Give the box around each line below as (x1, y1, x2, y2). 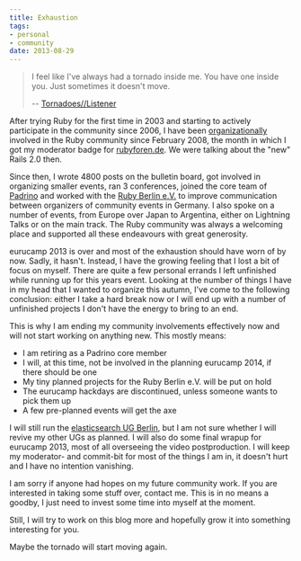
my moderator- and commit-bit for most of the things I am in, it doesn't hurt (9, 451, 288, 462)
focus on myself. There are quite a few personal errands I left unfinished (9, 265, 277, 276)
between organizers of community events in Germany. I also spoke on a (9, 200, 275, 211)
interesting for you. (9, 524, 80, 535)
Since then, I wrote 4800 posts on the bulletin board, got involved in (9, 172, 261, 183)
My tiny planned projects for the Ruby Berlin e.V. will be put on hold (22, 377, 272, 387)
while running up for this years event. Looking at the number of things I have (9, 275, 292, 286)
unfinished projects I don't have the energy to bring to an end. (9, 303, 239, 315)
